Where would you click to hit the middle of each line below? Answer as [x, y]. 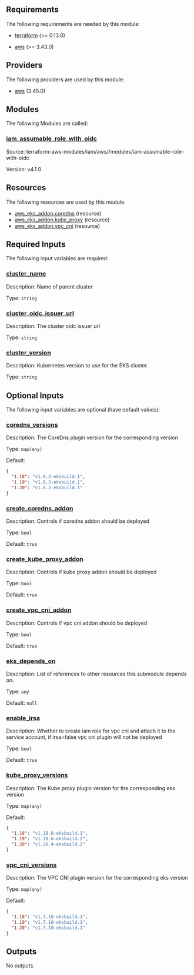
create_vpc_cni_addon [39, 610]
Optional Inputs [35, 395]
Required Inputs [36, 244]
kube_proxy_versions [37, 775]
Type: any [18, 691]
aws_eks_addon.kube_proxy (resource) [62, 220]
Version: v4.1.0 [24, 169]
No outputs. [20, 966]
